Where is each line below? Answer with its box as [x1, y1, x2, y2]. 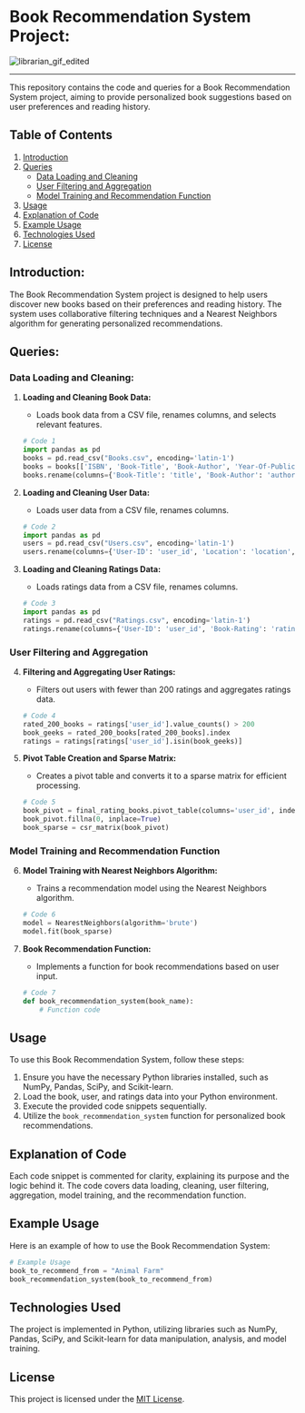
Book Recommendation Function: [22, 943, 152, 954]
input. [35, 970, 58, 982]
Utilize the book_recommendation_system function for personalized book [22, 1111, 286, 1122]
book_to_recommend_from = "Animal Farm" [9, 1266, 165, 1275]
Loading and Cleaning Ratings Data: [22, 564, 162, 575]
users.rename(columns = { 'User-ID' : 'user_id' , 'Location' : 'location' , [22, 548, 296, 557]
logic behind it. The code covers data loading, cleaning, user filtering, [9, 1181, 270, 1191]
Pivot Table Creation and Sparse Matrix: [22, 753, 177, 764]
